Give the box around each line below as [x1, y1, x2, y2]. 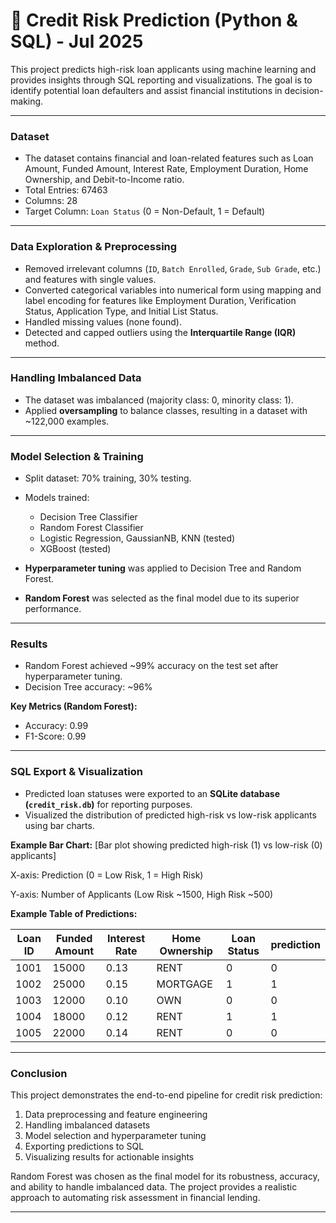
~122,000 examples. [24, 415, 110, 427]
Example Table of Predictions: [10, 907, 138, 919]
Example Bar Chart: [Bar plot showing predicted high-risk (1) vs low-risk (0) [10, 839, 323, 851]
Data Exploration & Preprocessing [10, 240, 178, 254]
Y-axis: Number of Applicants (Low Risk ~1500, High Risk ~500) [10, 888, 274, 900]
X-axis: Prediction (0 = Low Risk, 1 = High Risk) [10, 869, 204, 881]
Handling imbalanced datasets [24, 1119, 151, 1131]
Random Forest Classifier [39, 522, 144, 534]
